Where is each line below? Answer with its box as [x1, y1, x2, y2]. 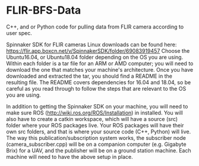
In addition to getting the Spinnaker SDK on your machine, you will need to [6, 103, 188, 110]
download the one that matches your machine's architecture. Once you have [6, 66, 194, 73]
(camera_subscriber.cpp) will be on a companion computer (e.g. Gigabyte [6, 141, 187, 148]
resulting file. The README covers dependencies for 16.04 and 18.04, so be [6, 78, 191, 86]
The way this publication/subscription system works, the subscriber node [6, 134, 186, 141]
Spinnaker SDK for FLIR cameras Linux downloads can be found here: [6, 41, 177, 48]
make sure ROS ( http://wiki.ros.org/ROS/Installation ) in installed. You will [6, 109, 183, 116]
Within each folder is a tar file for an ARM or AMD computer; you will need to [6, 60, 194, 67]
